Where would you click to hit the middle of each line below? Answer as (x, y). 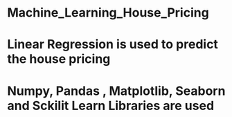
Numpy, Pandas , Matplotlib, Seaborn (116, 91)
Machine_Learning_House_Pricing (108, 13)
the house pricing (59, 59)
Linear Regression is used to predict (113, 45)
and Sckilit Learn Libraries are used (111, 106)
